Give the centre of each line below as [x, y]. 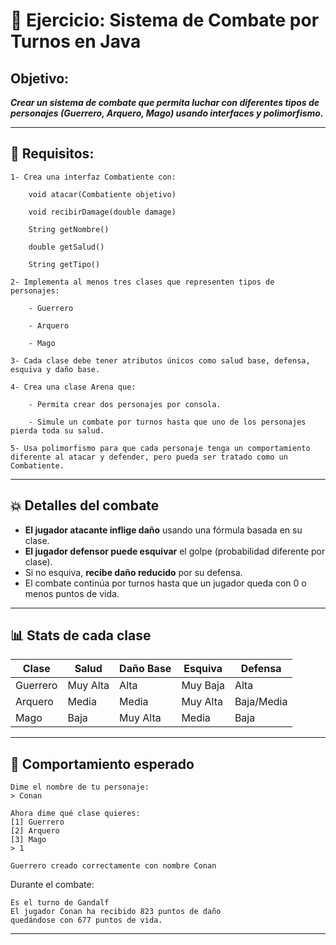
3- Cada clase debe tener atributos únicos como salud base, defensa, [160, 360]
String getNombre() [69, 229]
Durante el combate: [52, 885]
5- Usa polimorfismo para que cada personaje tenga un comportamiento [160, 448]
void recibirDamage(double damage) [102, 212]
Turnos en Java [76, 41]
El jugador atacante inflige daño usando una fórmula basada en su [163, 530]
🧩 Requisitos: [52, 154]
